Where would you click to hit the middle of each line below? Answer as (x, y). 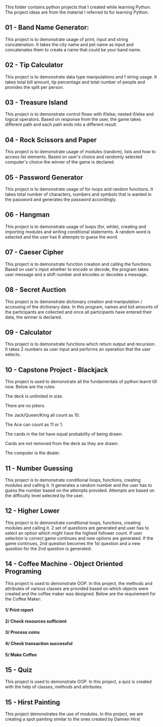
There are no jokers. (25, 406)
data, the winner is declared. (34, 317)
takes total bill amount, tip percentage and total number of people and (75, 82)
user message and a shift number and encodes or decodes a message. (76, 274)
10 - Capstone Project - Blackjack (56, 370)
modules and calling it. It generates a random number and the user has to (79, 485)
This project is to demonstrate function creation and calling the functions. (79, 264)
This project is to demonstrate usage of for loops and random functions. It (79, 189)
